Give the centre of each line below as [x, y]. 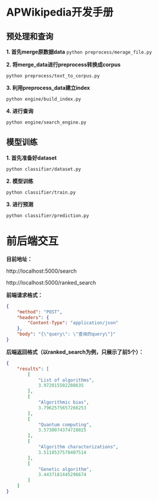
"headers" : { [33, 317]
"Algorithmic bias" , [63, 402]
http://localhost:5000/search [41, 271]
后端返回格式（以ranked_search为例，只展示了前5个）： [75, 352]
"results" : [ [33, 369]
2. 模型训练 [20, 181]
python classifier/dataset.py [44, 169]
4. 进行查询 [20, 111]
